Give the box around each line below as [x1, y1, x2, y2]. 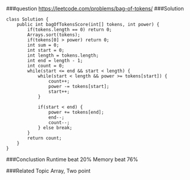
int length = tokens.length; [27, 53, 99, 58]
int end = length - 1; [27, 58, 83, 64]
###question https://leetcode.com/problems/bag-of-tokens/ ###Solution [6, 5, 184, 12]
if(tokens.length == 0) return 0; [27, 27, 112, 32]
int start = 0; [27, 47, 65, 53]
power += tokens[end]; [48, 109, 104, 115]
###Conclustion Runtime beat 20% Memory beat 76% [6, 156, 139, 163]
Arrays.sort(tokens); [27, 32, 81, 38]
